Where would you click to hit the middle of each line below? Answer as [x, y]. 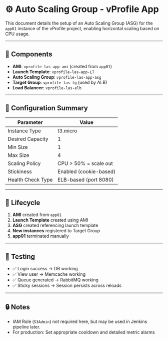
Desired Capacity [28, 139]
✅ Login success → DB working [45, 269]
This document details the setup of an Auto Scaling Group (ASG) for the [79, 23]
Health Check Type [30, 180]
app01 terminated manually [40, 236]
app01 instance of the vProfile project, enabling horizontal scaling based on [82, 28]
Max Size [18, 155]
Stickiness [20, 172]
